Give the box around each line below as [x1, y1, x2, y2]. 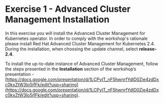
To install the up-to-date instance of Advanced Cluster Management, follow [5, 61, 159, 67]
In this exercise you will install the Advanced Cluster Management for [5, 30, 145, 36]
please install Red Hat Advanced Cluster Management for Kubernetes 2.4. [5, 40, 155, 46]
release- [139, 46, 157, 52]
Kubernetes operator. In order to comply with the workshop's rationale [5, 35, 148, 41]
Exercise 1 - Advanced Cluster [5, 3, 131, 15]
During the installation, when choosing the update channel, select [5, 46, 138, 52]
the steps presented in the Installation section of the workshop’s [5, 66, 136, 72]
